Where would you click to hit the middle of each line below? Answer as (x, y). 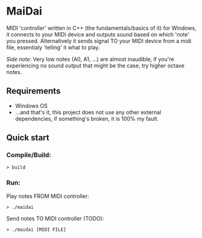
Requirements (33, 91)
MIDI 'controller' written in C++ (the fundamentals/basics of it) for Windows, (102, 28)
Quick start (28, 138)
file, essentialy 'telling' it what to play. (53, 47)
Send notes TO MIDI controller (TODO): (55, 218)
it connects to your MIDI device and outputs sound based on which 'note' (98, 34)
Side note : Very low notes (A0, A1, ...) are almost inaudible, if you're (90, 59)
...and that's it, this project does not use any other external (88, 112)
